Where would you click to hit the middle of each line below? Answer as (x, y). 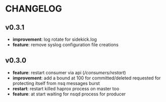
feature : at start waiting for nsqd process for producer (69, 94)
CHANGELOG (34, 9)
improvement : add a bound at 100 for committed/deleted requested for (87, 78)
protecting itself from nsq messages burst (56, 83)
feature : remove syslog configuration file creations (65, 45)
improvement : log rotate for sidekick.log (55, 39)
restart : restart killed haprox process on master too (66, 88)
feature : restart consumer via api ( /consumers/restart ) (69, 72)
